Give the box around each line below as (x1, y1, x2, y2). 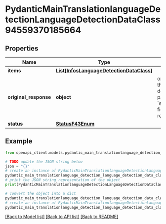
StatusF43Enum (56, 120, 95, 127)
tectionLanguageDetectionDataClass (5, 14, 161, 25)
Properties (5, 44, 39, 52)
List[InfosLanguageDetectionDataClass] (56, 67, 153, 74)
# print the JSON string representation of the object (5, 178, 121, 182)
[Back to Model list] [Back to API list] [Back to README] (5, 214, 119, 220)
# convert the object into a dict (5, 191, 77, 196)
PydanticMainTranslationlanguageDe (5, 3, 161, 15)
